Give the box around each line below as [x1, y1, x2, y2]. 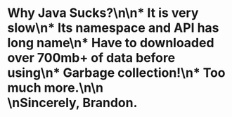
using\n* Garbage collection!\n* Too [7, 65, 226, 81]
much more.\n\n [7, 80, 104, 96]
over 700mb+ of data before [7, 50, 176, 66]
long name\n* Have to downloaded [7, 35, 214, 51]
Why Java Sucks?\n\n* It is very [7, 5, 199, 21]
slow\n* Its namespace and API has [7, 20, 219, 36]
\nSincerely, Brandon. [7, 95, 138, 111]
